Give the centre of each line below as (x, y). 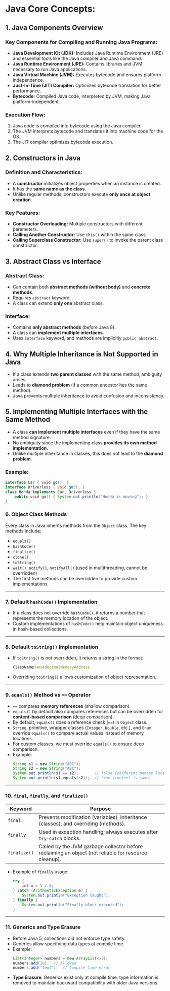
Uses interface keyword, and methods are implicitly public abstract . (85, 338)
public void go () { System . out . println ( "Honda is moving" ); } (81, 497)
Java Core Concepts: (50, 9)
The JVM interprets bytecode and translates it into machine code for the (88, 131)
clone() (20, 557)
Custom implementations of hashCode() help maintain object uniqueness (88, 624)
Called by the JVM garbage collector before (91, 847)
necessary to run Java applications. (50, 69)
